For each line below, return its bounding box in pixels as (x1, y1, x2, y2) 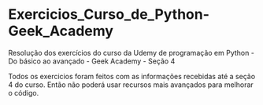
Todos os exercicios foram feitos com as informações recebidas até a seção (8, 71, 256, 81)
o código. (8, 88, 39, 97)
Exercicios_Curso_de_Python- (8, 5, 210, 24)
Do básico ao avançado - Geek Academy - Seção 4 (8, 56, 176, 66)
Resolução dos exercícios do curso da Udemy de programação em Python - (8, 48, 254, 57)
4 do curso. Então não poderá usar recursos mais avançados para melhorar (8, 80, 254, 89)
